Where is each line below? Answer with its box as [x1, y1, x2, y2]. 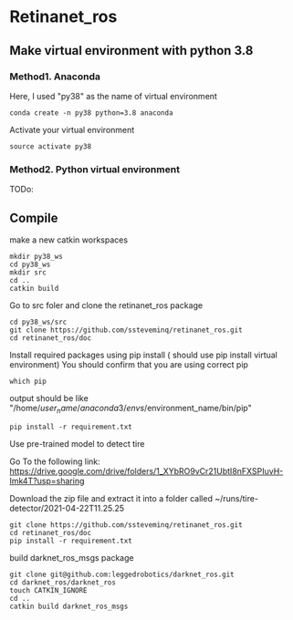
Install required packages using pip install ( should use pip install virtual [9, 349, 278, 360]
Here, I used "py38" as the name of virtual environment [9, 90, 217, 101]
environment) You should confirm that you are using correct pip [9, 358, 249, 370]
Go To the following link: [9, 456, 100, 467]
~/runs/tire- [214, 492, 258, 503]
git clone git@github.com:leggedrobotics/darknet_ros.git [9, 570, 235, 579]
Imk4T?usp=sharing [9, 475, 85, 486]
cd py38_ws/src [9, 317, 68, 326]
